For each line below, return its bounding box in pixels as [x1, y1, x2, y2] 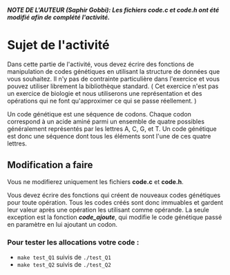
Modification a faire [7, 159, 93, 171]
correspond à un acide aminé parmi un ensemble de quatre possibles [7, 117, 205, 125]
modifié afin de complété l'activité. [7, 13, 111, 21]
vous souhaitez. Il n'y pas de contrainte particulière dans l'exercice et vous [7, 74, 220, 83]
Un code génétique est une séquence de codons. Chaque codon [7, 110, 192, 118]
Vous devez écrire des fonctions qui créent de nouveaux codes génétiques [7, 191, 221, 199]
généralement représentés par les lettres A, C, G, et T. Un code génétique [7, 124, 218, 133]
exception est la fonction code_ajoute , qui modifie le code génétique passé [7, 213, 222, 221]
